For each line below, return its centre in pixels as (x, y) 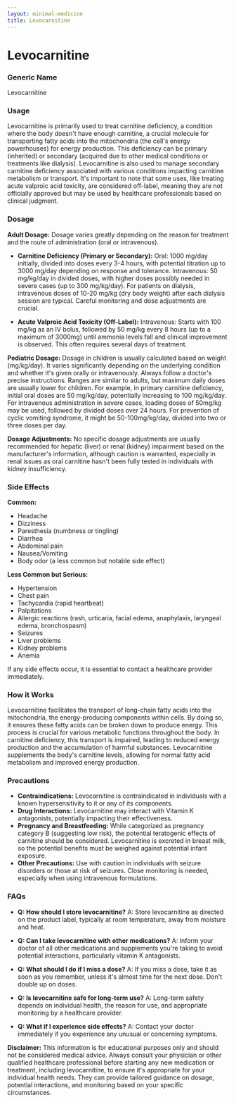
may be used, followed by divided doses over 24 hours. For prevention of (113, 410)
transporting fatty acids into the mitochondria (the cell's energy (99, 141)
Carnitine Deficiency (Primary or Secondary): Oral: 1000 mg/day (113, 256)
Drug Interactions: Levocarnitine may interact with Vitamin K (106, 811)
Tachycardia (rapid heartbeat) (60, 603)
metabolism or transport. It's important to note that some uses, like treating (116, 179)
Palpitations (34, 611)
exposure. (32, 856)
